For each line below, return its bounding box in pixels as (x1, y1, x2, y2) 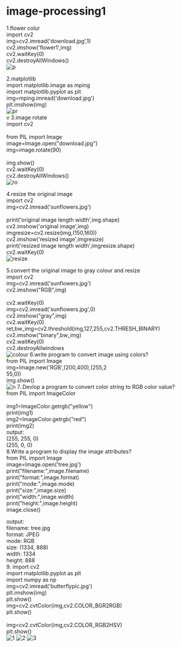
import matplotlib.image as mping (6, 81, 90, 89)
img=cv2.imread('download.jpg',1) (6, 37, 91, 44)
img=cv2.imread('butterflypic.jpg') (6, 582, 93, 590)
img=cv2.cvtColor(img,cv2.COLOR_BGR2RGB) (6, 601, 123, 609)
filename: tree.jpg (6, 524, 50, 531)
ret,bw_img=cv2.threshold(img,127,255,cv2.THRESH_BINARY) (6, 324, 160, 332)
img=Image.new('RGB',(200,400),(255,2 (6, 363, 108, 371)
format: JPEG (6, 531, 40, 538)
